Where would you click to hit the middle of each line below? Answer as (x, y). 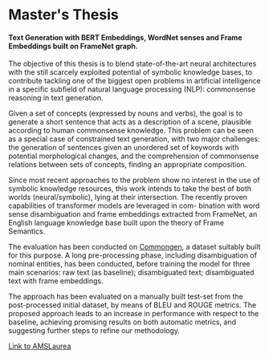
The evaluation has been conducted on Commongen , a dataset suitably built (134, 247)
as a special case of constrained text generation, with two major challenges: (134, 139)
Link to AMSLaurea (40, 346)
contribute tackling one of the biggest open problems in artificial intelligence (134, 81)
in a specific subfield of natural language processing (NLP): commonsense (132, 89)
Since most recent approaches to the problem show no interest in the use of (134, 180)
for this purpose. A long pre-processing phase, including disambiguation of (132, 255)
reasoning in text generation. (56, 98)
